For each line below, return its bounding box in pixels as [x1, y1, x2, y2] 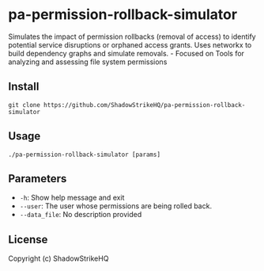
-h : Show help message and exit [19, 193, 125, 203]
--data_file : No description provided [19, 210, 142, 219]
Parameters [8, 172, 67, 185]
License [8, 232, 48, 246]
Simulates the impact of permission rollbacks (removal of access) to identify [8, 32, 256, 41]
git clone [8, 101, 41, 109]
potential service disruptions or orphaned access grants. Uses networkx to [8, 40, 252, 49]
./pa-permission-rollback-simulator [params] [8, 151, 160, 158]
